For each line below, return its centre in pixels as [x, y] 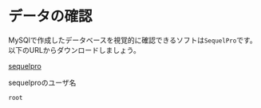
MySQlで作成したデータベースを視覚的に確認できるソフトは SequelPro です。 [132, 40]
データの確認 [51, 16]
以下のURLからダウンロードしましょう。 [75, 50]
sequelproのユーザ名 [42, 82]
